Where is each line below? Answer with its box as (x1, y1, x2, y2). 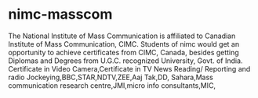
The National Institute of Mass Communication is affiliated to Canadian (8, 31, 236, 40)
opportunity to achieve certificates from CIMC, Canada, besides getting (8, 47, 239, 57)
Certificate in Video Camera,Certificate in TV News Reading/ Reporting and (8, 64, 251, 73)
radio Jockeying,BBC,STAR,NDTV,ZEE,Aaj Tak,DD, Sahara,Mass (8, 72, 213, 82)
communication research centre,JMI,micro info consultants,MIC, (8, 80, 216, 90)
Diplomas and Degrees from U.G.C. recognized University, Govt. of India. (8, 56, 243, 65)
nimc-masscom (8, 5, 113, 23)
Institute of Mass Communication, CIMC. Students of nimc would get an (8, 39, 240, 48)
